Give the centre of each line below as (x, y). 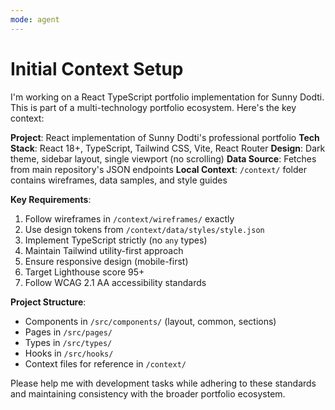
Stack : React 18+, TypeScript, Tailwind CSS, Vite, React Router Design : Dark (168, 148)
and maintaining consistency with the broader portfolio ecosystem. (148, 393)
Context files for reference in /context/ (105, 363)
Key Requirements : (51, 199)
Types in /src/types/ (68, 342)
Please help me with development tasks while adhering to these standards (163, 383)
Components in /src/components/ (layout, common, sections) (150, 321)
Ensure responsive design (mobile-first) (106, 261)
